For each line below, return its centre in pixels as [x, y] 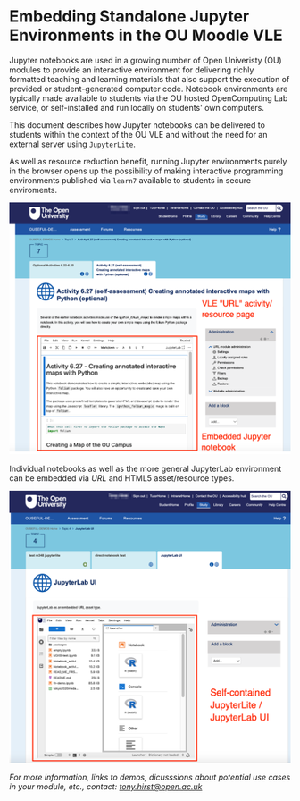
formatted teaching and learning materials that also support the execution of [150, 79]
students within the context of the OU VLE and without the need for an [138, 134]
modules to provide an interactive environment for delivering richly [132, 70]
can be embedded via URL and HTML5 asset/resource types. [122, 478]
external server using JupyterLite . [72, 144]
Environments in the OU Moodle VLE [146, 35]
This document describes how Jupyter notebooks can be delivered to [137, 125]
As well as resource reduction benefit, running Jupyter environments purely [148, 161]
